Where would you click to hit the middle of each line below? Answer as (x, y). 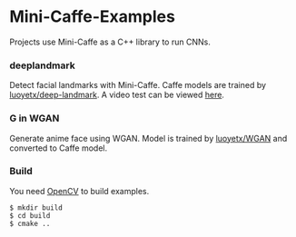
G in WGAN (35, 118)
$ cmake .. (30, 223)
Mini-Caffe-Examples (92, 17)
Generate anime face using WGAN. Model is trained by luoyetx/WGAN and (148, 138)
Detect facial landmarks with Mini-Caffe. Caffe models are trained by (138, 85)
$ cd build (30, 215)
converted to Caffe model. (59, 148)
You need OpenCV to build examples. (79, 191)
